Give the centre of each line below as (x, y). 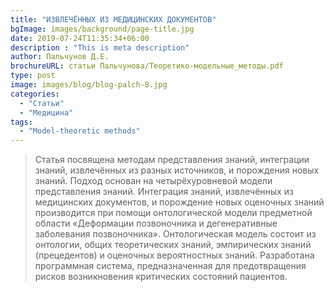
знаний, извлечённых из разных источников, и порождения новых (177, 170)
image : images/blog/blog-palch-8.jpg (89, 85)
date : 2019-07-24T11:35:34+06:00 (80, 38)
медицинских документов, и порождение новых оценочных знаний (179, 202)
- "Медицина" (46, 112)
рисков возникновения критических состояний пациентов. (161, 277)
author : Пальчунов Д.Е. (60, 57)
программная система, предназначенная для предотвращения (170, 266)
